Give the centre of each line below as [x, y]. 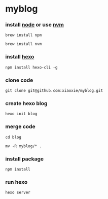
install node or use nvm [35, 25]
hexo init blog [21, 114]
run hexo [16, 182]
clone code [19, 80]
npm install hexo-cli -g [31, 67]
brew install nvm [24, 44]
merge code [20, 126]
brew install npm [24, 35]
